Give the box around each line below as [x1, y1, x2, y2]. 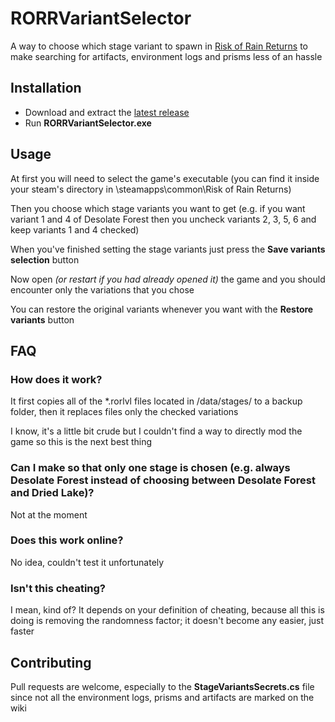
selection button [10, 253, 80, 266]
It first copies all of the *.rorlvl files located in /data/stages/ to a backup [10, 395, 303, 407]
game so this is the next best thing [10, 436, 153, 448]
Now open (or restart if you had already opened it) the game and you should [10, 273, 326, 285]
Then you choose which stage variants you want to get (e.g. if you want [10, 202, 306, 214]
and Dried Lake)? [10, 486, 95, 500]
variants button [10, 313, 75, 326]
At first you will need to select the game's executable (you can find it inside [10, 172, 320, 184]
